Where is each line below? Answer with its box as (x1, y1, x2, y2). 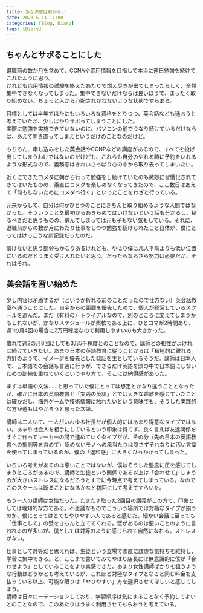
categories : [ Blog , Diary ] (6, 20, 74, 26)
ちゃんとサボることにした (6, 50, 101, 60)
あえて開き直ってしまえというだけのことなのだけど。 (16, 133, 149, 140)
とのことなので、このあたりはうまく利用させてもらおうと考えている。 (6, 600, 180, 608)
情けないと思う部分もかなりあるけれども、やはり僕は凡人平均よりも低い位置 (6, 244, 197, 252)
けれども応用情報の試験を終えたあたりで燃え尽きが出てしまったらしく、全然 (6, 82, 197, 90)
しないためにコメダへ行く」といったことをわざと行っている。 (27, 189, 181, 196)
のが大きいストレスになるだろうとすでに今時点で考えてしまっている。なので (6, 476, 196, 484)
